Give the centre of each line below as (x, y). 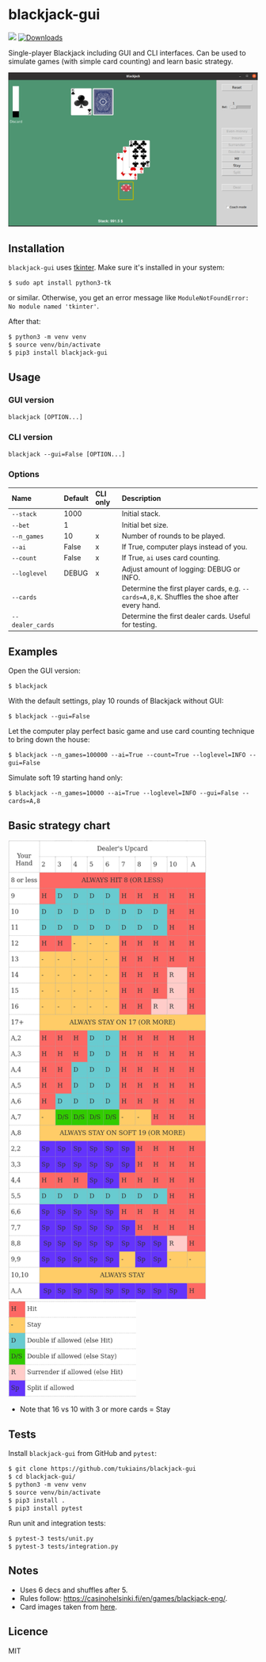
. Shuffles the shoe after (200, 597)
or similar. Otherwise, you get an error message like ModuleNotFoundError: (129, 298)
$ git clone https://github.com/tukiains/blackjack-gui (102, 1469)
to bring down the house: (49, 739)
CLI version (30, 437)
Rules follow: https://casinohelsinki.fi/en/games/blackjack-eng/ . (123, 1598)
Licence (28, 1631)
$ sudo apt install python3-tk (60, 283)
